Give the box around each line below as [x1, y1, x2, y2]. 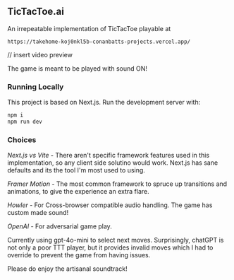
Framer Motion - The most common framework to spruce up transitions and [7, 180, 228, 188]
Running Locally [7, 81, 64, 91]
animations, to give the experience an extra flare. [7, 187, 149, 196]
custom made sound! [7, 209, 69, 217]
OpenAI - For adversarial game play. [7, 222, 113, 231]
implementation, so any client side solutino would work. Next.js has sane [7, 158, 218, 167]
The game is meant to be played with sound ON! [7, 64, 148, 73]
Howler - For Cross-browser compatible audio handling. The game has [7, 201, 213, 209]
